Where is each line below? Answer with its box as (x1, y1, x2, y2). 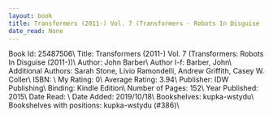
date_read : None (8, 27, 63, 35)
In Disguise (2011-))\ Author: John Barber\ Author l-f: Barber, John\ (8, 57, 232, 67)
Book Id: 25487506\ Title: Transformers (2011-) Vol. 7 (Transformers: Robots (8, 49, 264, 59)
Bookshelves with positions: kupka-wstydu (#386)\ (8, 100, 180, 110)
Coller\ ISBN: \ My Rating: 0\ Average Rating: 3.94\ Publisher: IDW (8, 74, 229, 85)
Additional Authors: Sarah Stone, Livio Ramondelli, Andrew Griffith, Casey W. (8, 66, 265, 76)
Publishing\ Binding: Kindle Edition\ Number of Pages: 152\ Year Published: (8, 83, 258, 93)
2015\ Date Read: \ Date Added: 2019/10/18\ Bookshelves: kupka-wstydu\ (8, 92, 254, 102)
